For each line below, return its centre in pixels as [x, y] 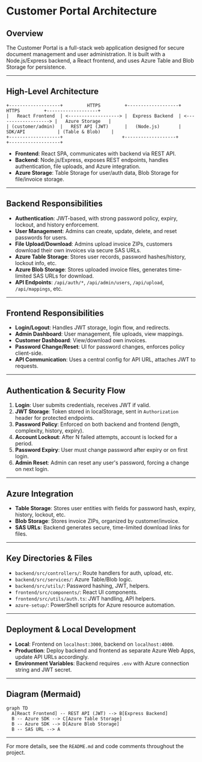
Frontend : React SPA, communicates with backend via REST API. [95, 153]
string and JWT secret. [43, 669]
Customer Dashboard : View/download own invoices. [81, 340]
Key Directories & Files [49, 558]
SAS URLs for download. [63, 276]
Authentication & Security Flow [66, 391]
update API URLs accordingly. [52, 657]
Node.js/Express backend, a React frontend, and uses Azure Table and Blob [100, 61]
